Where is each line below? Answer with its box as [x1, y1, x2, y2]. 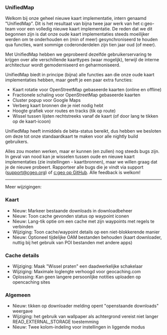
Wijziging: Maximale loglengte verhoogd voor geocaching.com [12, 268, 141, 274]
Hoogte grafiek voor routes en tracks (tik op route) [12, 108, 116, 114]
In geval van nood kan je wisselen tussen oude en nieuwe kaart [5, 154, 135, 160]
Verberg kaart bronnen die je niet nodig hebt [12, 103, 103, 109]
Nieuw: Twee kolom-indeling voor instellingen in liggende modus [12, 324, 145, 330]
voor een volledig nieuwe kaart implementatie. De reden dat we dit [16, 26, 153, 32]
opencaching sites [12, 279, 51, 285]
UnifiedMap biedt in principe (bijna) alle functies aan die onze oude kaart [5, 72, 155, 78]
